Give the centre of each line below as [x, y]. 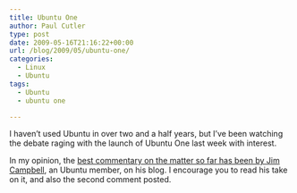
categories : [31, 59]
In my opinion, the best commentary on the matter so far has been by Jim [144, 161]
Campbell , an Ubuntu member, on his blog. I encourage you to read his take [148, 170]
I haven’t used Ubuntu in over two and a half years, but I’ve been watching [146, 134]
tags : [19, 84]
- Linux [32, 68]
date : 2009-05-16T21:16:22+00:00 [72, 42]
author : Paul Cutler [48, 26]
